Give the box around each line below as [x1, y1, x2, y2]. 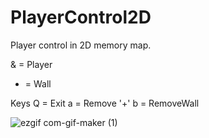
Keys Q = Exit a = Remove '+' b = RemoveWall [10, 97, 200, 109]
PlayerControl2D [10, 6, 152, 29]
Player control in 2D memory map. [10, 39, 152, 51]
